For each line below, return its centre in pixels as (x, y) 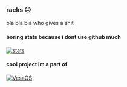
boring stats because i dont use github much (63, 37)
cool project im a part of (37, 64)
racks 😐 (19, 10)
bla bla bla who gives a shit (40, 23)
